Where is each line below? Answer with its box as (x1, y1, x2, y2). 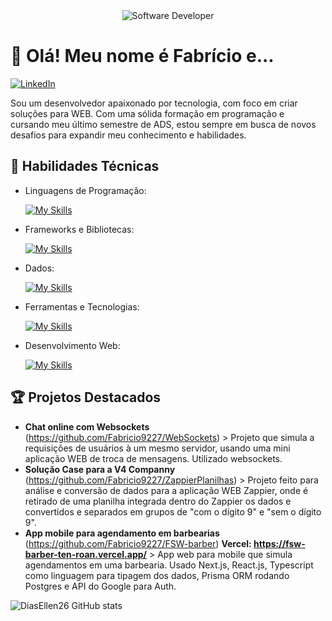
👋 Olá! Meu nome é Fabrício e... (10, 45, 275, 68)
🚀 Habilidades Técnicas (10, 158, 160, 175)
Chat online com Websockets (24, 420, 150, 433)
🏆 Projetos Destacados (10, 389, 162, 406)
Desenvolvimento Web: (24, 339, 121, 351)
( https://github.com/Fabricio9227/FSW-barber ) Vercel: (24, 537, 252, 549)
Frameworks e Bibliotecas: (24, 223, 135, 235)
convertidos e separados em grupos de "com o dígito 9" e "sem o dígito (24, 505, 322, 518)
